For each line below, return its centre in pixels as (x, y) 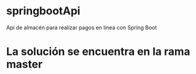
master (24, 64)
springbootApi (43, 11)
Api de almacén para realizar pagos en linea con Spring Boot (82, 27)
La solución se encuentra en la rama (98, 52)
